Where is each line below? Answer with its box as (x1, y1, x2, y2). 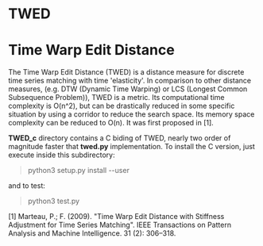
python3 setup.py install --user (27, 166, 130, 175)
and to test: (8, 181, 46, 190)
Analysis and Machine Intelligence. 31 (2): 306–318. (8, 229, 176, 238)
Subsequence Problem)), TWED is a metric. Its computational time (8, 93, 225, 102)
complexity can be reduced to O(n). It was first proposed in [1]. (8, 118, 215, 128)
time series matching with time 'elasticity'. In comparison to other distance (8, 76, 252, 86)
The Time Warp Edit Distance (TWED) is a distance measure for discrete (8, 67, 245, 77)
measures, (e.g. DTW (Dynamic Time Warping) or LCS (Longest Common (8, 84, 248, 94)
